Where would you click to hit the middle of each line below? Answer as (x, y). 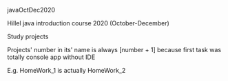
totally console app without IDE (51, 57)
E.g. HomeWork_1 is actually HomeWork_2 (66, 70)
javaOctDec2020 (31, 10)
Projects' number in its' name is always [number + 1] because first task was (114, 50)
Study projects (28, 36)
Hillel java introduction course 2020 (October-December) (89, 23)
